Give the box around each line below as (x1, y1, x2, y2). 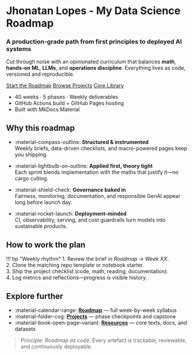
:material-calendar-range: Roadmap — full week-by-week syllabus (14, 307, 177, 314)
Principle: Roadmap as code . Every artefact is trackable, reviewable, (20, 337, 187, 344)
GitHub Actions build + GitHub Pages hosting (14, 100, 124, 107)
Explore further (6, 291, 64, 301)
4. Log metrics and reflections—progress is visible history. (6, 274, 148, 281)
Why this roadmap (6, 123, 75, 133)
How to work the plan (6, 240, 86, 250)
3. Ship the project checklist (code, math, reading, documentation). (6, 268, 169, 275)
